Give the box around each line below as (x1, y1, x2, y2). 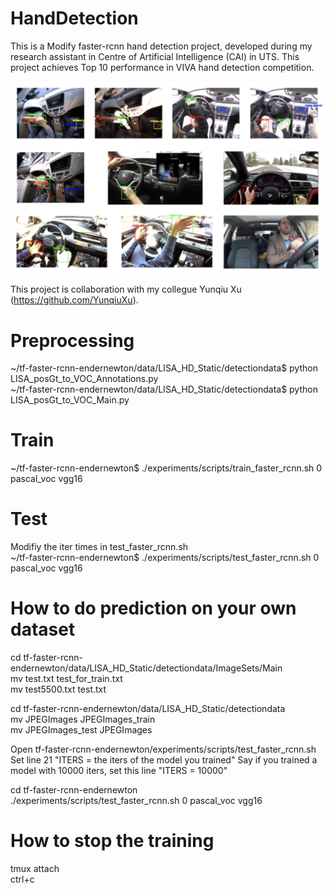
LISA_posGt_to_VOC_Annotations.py (10, 373, 159, 385)
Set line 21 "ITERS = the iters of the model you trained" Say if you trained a (10, 754, 318, 766)
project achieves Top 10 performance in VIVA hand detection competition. (10, 61, 315, 73)
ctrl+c (10, 873, 35, 886)
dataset (10, 618, 76, 641)
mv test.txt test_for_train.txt (10, 673, 123, 685)
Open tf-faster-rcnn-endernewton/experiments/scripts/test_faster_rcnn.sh (10, 743, 317, 756)
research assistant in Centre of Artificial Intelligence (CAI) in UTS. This (10, 50, 300, 62)
